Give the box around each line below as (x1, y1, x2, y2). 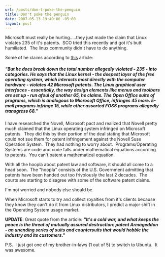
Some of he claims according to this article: (5, 55, 94, 61)
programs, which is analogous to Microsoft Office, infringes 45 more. (5, 97, 150, 103)
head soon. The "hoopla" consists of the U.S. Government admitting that (5, 167, 154, 173)
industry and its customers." (5, 232, 66, 238)
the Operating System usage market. (5, 207, 80, 213)
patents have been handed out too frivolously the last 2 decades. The (5, 172, 148, 178)
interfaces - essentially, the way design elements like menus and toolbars (5, 87, 160, 93)
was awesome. (5, 247, 36, 253)
